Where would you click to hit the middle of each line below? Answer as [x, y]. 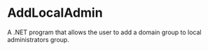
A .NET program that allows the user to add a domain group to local [104, 32]
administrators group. [39, 39]
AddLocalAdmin [55, 13]
